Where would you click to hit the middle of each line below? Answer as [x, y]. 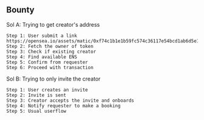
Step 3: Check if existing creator [51, 52]
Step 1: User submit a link [42, 36]
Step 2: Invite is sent [36, 95]
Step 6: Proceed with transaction [50, 67]
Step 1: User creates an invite [47, 90]
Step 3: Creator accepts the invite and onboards [70, 100]
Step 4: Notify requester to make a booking [63, 105]
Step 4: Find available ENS [42, 57]
